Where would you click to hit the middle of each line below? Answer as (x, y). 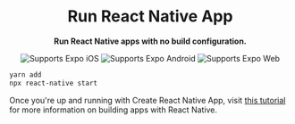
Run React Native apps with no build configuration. (150, 41)
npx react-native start (54, 83)
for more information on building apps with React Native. (113, 110)
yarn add (25, 74)
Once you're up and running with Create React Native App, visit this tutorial (147, 100)
